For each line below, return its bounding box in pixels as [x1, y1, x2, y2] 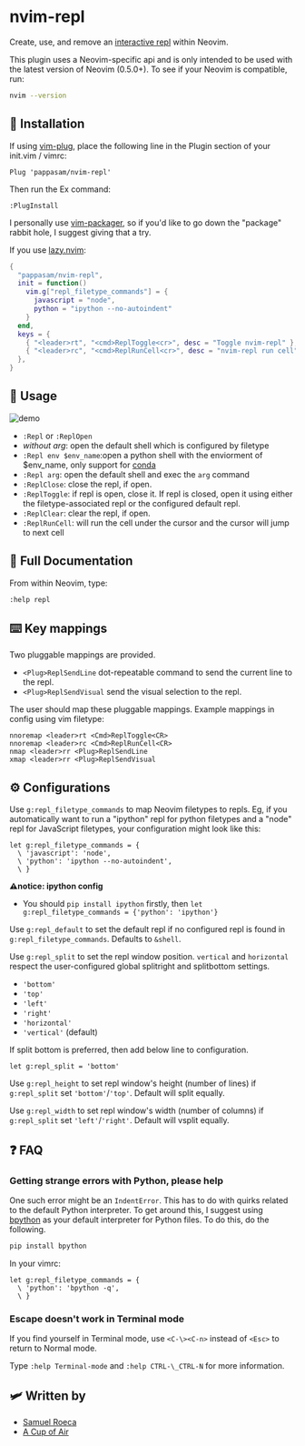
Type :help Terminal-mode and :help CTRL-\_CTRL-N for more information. [9, 1361, 285, 1371]
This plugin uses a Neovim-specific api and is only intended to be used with [9, 54, 293, 65]
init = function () [17, 279, 88, 288]
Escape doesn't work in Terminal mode [9, 1312, 184, 1325]
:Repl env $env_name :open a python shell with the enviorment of [22, 449, 263, 460]
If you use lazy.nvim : [9, 244, 86, 256]
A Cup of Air [22, 1426, 70, 1437]
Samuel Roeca [22, 1416, 77, 1427]
